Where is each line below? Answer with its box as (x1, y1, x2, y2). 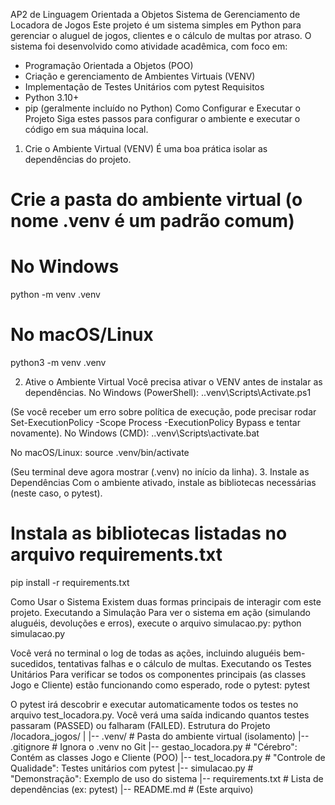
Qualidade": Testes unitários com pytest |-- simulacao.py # (10, 762, 254, 774)
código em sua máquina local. (24, 124, 149, 135)
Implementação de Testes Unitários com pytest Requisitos (24, 81, 265, 93)
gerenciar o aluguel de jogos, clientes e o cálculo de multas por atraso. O (10, 30, 312, 41)
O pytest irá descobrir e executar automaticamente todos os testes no (10, 699, 299, 710)
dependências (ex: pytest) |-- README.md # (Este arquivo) (10, 784, 254, 795)
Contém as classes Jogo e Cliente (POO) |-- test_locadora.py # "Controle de (10, 752, 326, 763)
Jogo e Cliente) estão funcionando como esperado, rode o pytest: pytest (10, 679, 311, 691)
